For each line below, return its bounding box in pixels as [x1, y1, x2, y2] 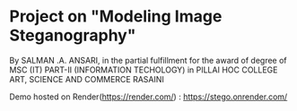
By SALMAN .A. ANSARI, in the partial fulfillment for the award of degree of [9, 55, 287, 65]
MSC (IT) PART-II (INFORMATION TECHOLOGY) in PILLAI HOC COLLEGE [9, 64, 278, 75]
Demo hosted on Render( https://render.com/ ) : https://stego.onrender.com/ [9, 91, 288, 102]
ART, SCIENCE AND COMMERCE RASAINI [9, 73, 164, 84]
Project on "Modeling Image [9, 6, 223, 27]
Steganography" [9, 25, 136, 46]
